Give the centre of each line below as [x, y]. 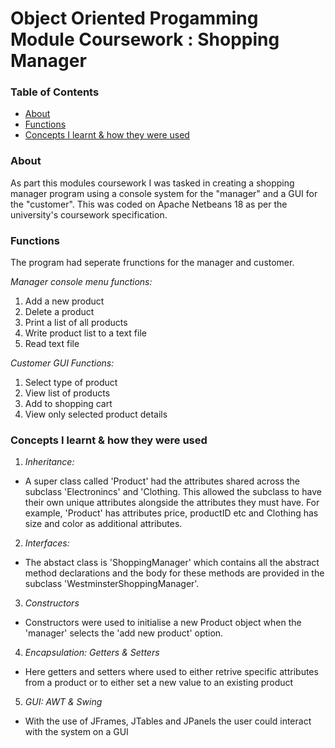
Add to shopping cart [68, 404]
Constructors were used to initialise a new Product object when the [163, 623]
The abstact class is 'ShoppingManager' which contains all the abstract [172, 563]
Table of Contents [55, 92]
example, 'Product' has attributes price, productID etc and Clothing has [171, 513]
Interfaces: [47, 543]
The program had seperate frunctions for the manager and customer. [152, 263]
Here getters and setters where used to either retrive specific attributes [171, 672]
